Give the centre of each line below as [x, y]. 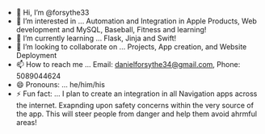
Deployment [36, 55]
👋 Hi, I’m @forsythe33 [53, 13]
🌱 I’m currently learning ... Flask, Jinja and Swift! [96, 38]
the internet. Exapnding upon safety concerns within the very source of [135, 105]
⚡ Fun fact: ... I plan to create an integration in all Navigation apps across [137, 94]
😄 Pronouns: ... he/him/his [60, 84]
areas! [27, 122]
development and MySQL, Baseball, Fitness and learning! [111, 29]
